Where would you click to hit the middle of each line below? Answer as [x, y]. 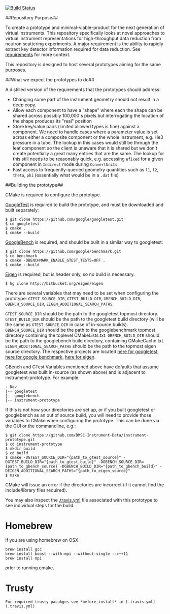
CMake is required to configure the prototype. [53, 195]
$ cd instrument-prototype [34, 444]
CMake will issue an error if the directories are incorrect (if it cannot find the [85, 485]
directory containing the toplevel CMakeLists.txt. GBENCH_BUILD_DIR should [82, 335]
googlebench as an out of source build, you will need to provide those [78, 415]
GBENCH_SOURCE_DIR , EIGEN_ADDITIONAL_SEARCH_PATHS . [60, 304]
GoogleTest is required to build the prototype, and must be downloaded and [84, 204]
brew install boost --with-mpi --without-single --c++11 [67, 554]
